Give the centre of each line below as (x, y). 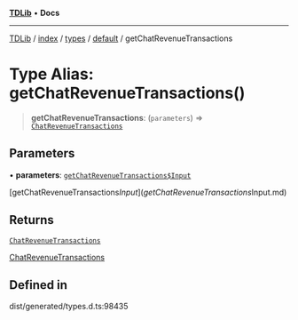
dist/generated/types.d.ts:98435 (69, 307)
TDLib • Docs (35, 13)
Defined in (39, 285)
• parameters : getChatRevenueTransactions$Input (100, 175)
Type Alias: (52, 74)
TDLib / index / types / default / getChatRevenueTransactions (121, 38)
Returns (32, 220)
